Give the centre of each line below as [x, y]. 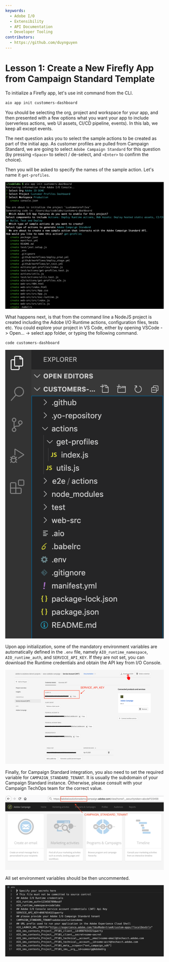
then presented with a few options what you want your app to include [77, 118]
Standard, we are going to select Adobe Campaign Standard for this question [83, 149]
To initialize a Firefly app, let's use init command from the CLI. [69, 93]
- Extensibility [27, 21]
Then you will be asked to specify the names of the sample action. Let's [80, 170]
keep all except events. [29, 128]
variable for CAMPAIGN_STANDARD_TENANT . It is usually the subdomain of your [82, 778]
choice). [14, 159]
